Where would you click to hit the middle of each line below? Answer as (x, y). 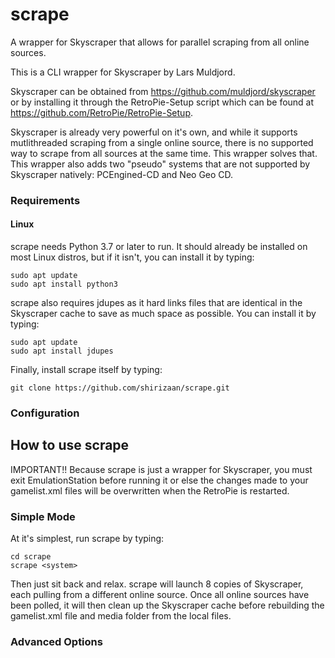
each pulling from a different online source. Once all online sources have (160, 595)
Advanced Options (56, 642)
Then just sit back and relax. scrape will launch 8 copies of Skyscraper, (157, 584)
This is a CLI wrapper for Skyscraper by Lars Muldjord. (123, 72)
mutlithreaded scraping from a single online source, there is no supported (162, 142)
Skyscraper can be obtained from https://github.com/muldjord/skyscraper (163, 91)
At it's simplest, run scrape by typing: (87, 539)
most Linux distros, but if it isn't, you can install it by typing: (132, 257)
